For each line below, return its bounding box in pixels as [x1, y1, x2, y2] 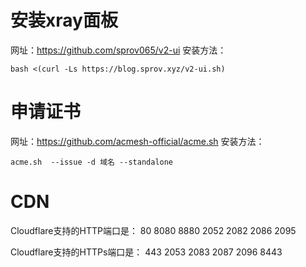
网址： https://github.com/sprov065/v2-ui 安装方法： [10, 44, 227, 56]
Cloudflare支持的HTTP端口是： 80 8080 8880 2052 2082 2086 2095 [10, 224, 297, 236]
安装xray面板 [10, 9, 118, 32]
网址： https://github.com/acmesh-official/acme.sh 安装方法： [10, 135, 265, 147]
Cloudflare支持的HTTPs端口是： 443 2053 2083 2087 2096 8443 [10, 246, 283, 258]
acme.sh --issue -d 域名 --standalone [10, 157, 174, 167]
